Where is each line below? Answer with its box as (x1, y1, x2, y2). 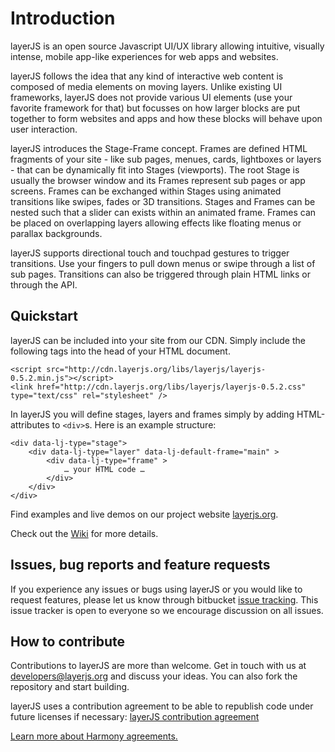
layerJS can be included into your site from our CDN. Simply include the (10, 334, 306, 346)
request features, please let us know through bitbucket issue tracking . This (10, 593, 319, 606)
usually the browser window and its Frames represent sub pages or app (10, 174, 306, 186)
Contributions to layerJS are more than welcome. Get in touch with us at (10, 660, 307, 672)
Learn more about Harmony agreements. (10, 730, 178, 742)
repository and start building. (10, 681, 130, 693)
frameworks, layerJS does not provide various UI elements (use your (10, 91, 293, 103)
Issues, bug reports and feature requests (10, 557, 271, 574)
